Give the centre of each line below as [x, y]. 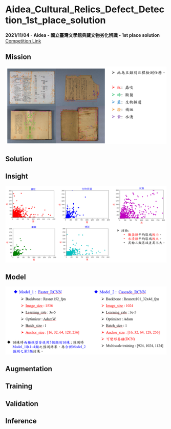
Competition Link [23, 41]
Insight [17, 176]
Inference [21, 421]
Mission [18, 57]
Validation [22, 404]
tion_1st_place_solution [56, 20]
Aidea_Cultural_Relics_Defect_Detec [85, 9]
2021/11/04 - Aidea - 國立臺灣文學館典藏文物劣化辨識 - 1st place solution [83, 35]
